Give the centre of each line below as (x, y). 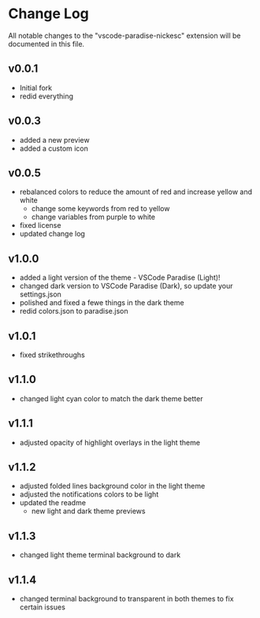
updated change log (52, 234)
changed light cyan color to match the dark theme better (111, 398)
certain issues (42, 607)
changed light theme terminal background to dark (100, 555)
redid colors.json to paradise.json (74, 311)
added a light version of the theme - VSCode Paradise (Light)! (120, 277)
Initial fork (36, 87)
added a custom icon (54, 148)
